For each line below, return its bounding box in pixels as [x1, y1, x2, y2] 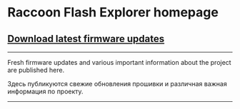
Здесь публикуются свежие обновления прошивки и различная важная [7, 80, 227, 88]
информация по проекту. [7, 87, 84, 95]
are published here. [7, 66, 65, 74]
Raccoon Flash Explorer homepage [7, 4, 219, 21]
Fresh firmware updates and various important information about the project [7, 58, 231, 66]
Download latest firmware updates [7, 33, 165, 45]
